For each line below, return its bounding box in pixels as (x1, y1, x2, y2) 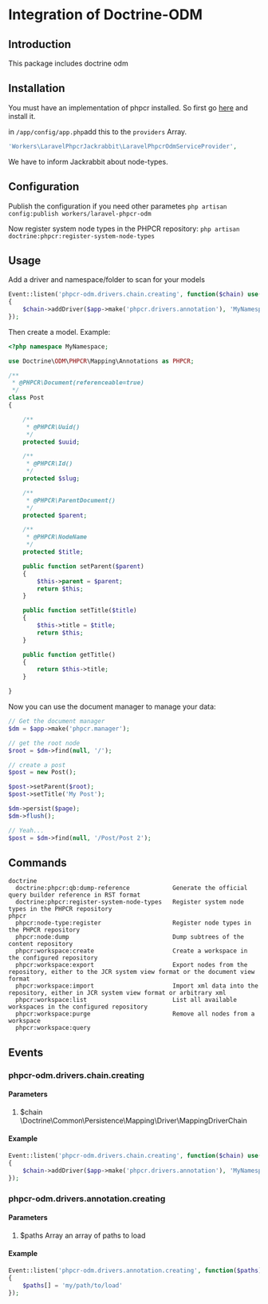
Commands (8, 856, 68, 869)
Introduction (8, 38, 72, 51)
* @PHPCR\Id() (26, 459, 73, 468)
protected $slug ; (22, 475, 81, 483)
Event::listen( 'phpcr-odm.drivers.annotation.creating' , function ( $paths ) (8, 1266, 262, 1274)
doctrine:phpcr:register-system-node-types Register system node (15, 898, 245, 906)
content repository (8, 940, 73, 948)
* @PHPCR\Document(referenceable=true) (11, 379, 145, 387)
